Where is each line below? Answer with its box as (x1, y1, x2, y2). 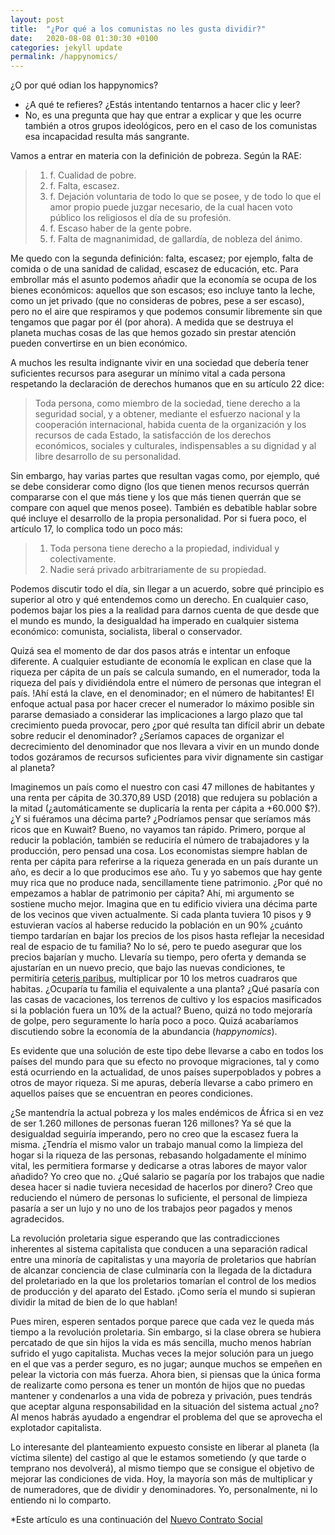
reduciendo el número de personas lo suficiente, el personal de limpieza (10, 1192, 308, 1204)
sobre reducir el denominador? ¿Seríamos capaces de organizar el (10, 730, 285, 742)
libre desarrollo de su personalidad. (34, 451, 182, 463)
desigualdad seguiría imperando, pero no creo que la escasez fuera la (10, 1128, 299, 1140)
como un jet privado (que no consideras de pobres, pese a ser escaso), (10, 295, 305, 307)
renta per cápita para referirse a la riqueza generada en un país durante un (10, 856, 318, 868)
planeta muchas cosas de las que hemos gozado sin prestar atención (10, 327, 297, 339)
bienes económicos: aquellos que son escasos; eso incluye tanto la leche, (10, 284, 316, 296)
